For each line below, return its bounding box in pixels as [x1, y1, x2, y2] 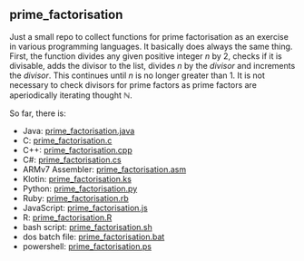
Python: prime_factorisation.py [22, 183, 138, 194]
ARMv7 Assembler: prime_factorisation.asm [22, 163, 187, 175]
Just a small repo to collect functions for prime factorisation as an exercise [9, 31, 289, 42]
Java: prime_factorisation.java [22, 125, 135, 136]
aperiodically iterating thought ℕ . [9, 90, 133, 101]
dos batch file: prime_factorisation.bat [22, 231, 165, 242]
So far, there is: [9, 108, 66, 119]
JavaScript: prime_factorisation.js [22, 202, 148, 213]
